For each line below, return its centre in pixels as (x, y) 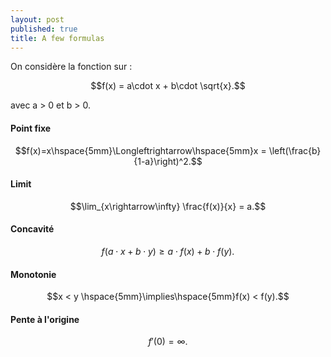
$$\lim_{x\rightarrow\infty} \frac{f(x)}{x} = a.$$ (168, 206)
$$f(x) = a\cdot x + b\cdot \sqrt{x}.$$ (168, 86)
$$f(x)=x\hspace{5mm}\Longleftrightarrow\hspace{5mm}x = (140, 150)
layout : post (37, 19)
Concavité (32, 229)
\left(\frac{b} (295, 150)
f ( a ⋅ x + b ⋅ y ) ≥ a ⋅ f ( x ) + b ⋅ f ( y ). (168, 251)
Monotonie (33, 274)
